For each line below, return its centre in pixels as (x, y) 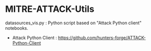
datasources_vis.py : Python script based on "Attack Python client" (73, 23)
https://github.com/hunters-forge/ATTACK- (102, 38)
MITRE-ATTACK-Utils (50, 9)
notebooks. (17, 28)
